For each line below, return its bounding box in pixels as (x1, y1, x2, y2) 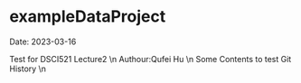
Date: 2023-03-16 (9, 36, 77, 47)
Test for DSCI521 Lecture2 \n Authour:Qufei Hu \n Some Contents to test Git (9, 53, 292, 64)
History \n (9, 63, 47, 74)
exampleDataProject (9, 6, 166, 27)
